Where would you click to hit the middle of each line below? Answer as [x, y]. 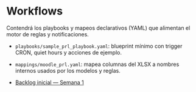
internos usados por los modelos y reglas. [68, 70]
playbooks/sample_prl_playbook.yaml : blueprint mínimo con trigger [99, 46]
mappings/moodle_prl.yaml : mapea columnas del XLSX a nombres [97, 64]
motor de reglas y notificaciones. [48, 34]
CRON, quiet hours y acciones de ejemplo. [68, 52]
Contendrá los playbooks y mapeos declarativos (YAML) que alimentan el [98, 28]
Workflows [34, 11]
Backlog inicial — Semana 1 [49, 82]
